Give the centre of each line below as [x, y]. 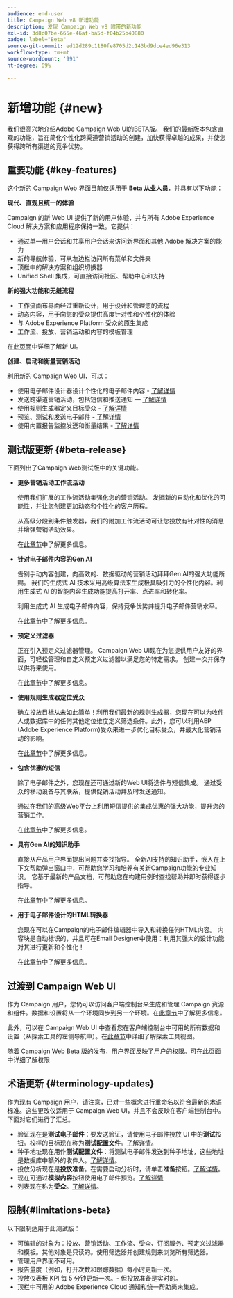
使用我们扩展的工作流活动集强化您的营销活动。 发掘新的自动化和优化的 [118, 498]
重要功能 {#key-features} [62, 170]
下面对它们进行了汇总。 [41, 1119]
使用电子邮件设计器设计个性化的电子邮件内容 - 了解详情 [96, 391]
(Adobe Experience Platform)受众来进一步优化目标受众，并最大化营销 [116, 730]
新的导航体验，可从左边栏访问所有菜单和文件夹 [84, 259]
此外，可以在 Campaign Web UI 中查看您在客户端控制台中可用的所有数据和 [114, 1028]
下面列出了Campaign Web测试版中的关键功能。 [75, 468]
